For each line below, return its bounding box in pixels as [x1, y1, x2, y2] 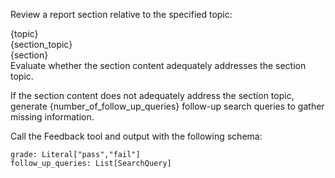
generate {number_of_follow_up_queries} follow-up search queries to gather [10, 100, 325, 112]
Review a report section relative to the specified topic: [10, 9, 233, 20]
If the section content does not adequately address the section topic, [10, 90, 295, 101]
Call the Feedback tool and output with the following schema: [10, 130, 263, 142]
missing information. [10, 111, 95, 123]
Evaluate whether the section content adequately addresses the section [10, 60, 307, 71]
